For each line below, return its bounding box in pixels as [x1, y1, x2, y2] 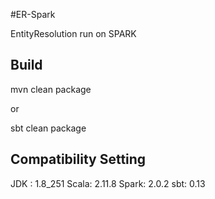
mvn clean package [10, 83, 92, 95]
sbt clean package [10, 122, 87, 134]
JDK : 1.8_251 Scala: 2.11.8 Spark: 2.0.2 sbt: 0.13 [10, 177, 206, 189]
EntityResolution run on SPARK [10, 28, 137, 39]
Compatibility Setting [10, 151, 147, 168]
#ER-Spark [10, 9, 56, 20]
